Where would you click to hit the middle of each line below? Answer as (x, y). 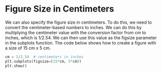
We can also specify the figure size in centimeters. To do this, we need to (79, 22)
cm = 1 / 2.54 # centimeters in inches (44, 57)
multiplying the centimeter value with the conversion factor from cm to (76, 32)
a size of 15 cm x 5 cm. (28, 48)
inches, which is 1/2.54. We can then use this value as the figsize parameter (81, 38)
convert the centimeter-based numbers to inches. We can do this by (73, 27)
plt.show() (16, 66)
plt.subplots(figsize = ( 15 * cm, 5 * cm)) (43, 61)
